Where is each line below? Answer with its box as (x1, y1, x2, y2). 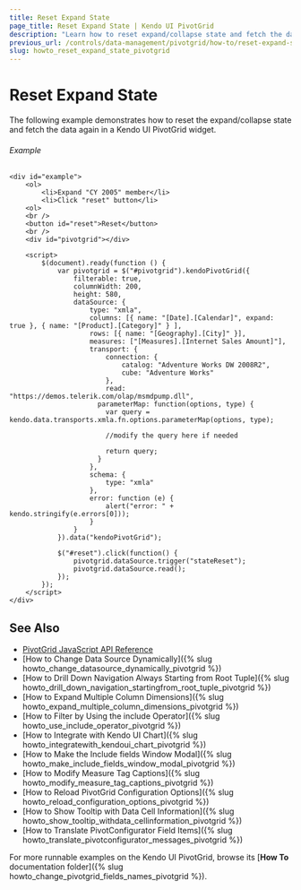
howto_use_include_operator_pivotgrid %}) (21, 721, 182, 731)
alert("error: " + (105, 502, 175, 511)
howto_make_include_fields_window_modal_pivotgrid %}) (21, 758, 236, 769)
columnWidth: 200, (73, 282, 142, 291)
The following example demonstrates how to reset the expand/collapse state (9, 115, 292, 125)
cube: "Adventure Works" (121, 368, 215, 377)
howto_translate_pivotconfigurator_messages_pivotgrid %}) (21, 834, 244, 845)
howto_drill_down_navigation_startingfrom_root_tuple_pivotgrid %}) (21, 682, 271, 693)
